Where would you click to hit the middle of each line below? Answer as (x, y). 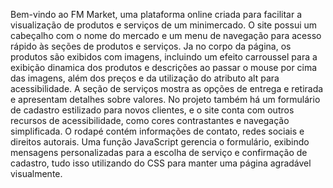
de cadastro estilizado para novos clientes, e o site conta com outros (152, 110)
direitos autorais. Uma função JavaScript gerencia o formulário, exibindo (160, 142)
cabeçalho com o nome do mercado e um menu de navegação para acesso (166, 35)
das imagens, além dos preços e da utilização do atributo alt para (145, 78)
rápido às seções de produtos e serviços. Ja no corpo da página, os (151, 46)
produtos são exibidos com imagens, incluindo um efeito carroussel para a (164, 57)
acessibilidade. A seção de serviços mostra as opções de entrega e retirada (167, 88)
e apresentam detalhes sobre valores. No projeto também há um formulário (165, 99)
